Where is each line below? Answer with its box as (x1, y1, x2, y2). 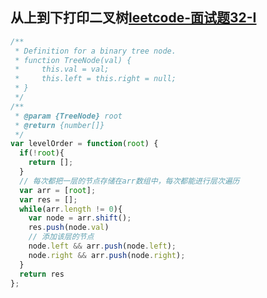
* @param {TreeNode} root (14, 111, 123, 121)
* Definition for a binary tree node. (14, 46, 177, 56)
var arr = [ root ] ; (19, 185, 97, 195)
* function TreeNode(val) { (14, 55, 132, 65)
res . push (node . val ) (28, 223, 110, 233)
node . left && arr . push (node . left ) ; (28, 241, 177, 252)
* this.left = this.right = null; (14, 74, 177, 84)
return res (19, 269, 65, 279)
